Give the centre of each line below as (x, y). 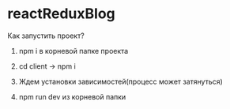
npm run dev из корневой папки (72, 96)
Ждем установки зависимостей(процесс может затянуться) (121, 81)
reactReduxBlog (61, 14)
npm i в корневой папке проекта (74, 51)
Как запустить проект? (46, 36)
